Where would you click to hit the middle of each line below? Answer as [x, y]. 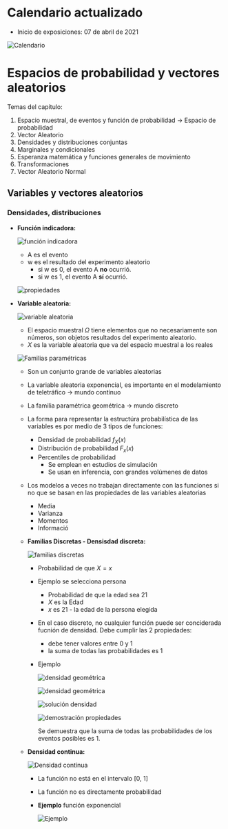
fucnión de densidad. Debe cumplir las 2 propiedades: [115, 630]
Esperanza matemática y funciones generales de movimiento [104, 157]
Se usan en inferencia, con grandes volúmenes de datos [128, 472]
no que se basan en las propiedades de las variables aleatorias [117, 493]
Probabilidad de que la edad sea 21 [98, 595]
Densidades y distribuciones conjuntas [72, 142]
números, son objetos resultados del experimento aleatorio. [112, 337]
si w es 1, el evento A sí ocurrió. [83, 277]
